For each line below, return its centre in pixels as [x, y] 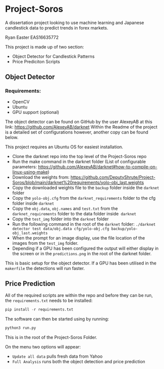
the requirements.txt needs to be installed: [49, 301]
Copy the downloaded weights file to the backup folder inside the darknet [86, 187]
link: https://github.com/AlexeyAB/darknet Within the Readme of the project [81, 127]
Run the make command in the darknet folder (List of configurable [79, 161]
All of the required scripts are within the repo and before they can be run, [79, 295]
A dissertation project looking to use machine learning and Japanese [75, 23]
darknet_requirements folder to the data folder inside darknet [74, 213]
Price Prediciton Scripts [36, 61]
